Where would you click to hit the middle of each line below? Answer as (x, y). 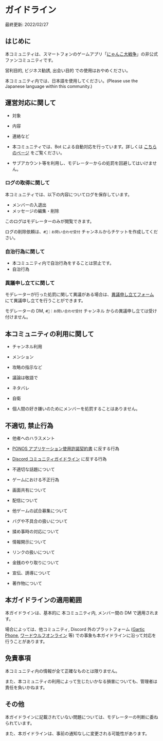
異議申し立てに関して (30, 283)
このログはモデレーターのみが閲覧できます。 (50, 221)
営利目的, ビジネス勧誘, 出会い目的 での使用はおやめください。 (68, 70)
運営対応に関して (31, 103)
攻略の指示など (27, 367)
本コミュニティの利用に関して (50, 334)
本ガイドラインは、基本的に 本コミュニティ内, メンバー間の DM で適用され (80, 613)
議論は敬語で (25, 378)
